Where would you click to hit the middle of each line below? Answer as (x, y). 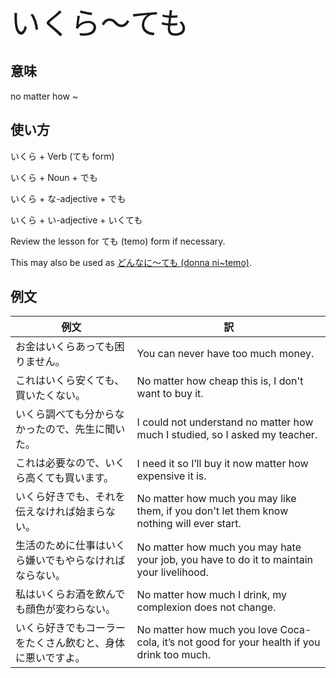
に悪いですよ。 (50, 658)
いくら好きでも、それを (70, 497)
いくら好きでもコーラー (71, 628)
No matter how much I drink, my (212, 595)
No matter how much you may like (216, 499)
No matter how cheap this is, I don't (220, 381)
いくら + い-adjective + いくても (76, 220)
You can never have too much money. (225, 354)
